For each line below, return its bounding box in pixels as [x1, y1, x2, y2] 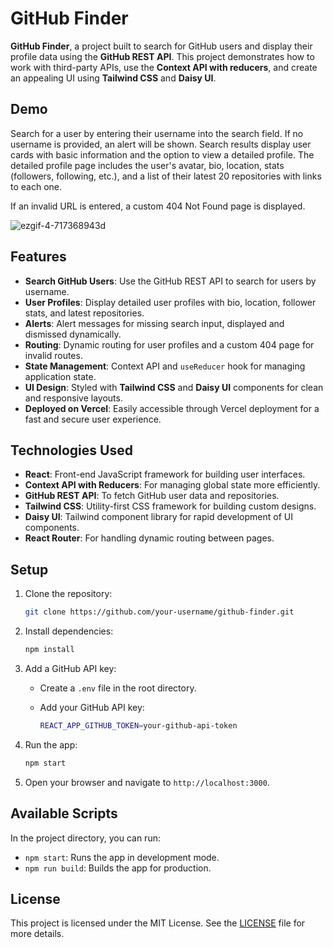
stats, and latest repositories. [24, 307, 145, 319]
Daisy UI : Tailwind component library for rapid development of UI [24, 511, 293, 523]
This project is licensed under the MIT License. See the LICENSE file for [10, 917, 306, 929]
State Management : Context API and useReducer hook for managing [24, 360, 306, 372]
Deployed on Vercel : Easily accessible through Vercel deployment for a [24, 402, 320, 414]
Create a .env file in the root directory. [39, 682, 197, 694]
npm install [24, 645, 75, 655]
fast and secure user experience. [24, 413, 162, 425]
